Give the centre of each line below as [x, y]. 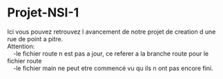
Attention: [21, 46]
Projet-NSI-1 [43, 13]
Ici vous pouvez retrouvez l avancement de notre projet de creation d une [111, 32]
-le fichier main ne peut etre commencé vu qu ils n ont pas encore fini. [113, 68]
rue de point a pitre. [35, 38]
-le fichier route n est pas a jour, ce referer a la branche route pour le [111, 54]
